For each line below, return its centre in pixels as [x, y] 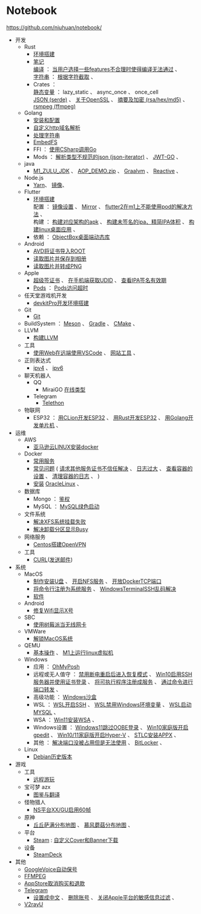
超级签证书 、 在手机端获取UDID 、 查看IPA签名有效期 [100, 280]
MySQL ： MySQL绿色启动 [66, 506]
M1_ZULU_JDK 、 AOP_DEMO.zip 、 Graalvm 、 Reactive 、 [107, 171]
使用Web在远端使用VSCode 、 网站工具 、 [86, 352]
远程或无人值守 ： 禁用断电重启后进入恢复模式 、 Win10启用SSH [113, 674]
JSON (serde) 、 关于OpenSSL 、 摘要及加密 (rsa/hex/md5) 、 [110, 99]
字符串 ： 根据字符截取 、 [65, 77]
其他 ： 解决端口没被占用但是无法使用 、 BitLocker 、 [99, 742]
